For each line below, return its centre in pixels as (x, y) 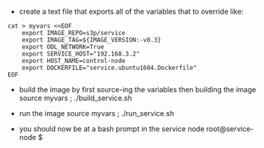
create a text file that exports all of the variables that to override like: (131, 12)
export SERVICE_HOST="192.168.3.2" (81, 54)
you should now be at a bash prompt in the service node (112, 129)
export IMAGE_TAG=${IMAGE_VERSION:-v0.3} (91, 40)
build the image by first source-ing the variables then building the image (138, 90)
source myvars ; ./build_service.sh (75, 98)
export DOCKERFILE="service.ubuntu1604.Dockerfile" (109, 68)
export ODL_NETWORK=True (63, 47)
